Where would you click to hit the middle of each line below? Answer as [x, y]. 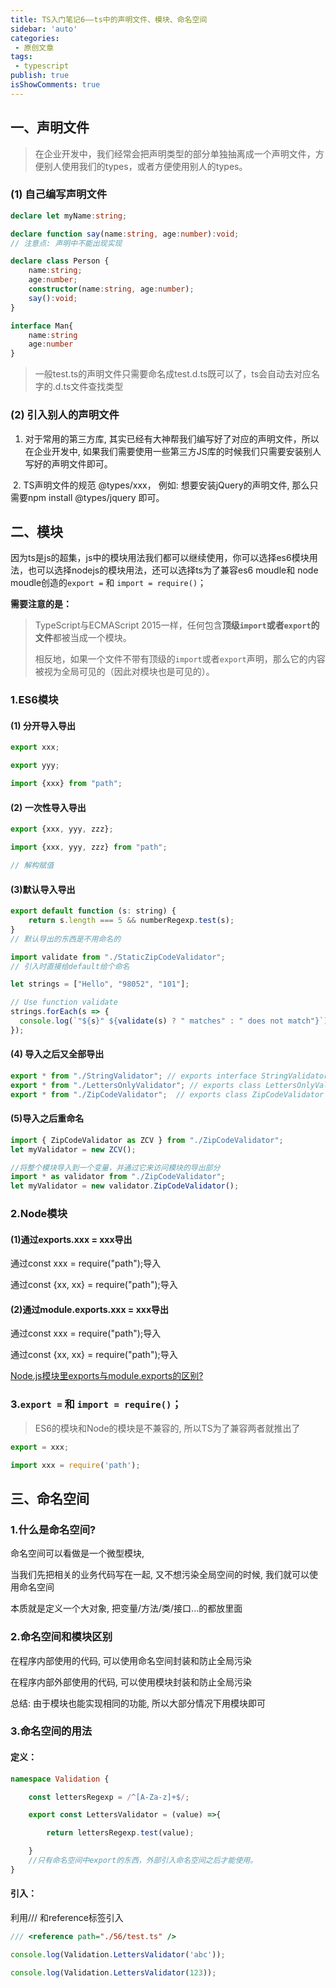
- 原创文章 [34, 47]
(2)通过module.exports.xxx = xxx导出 [90, 1309]
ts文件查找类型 [93, 387]
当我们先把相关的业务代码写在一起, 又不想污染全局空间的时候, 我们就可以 [160, 1575]
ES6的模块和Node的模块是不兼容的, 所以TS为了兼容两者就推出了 [167, 1428]
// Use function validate [64, 1002]
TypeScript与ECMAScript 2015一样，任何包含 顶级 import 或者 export [173, 625]
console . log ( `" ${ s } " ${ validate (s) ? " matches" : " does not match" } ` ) [174, 1021]
